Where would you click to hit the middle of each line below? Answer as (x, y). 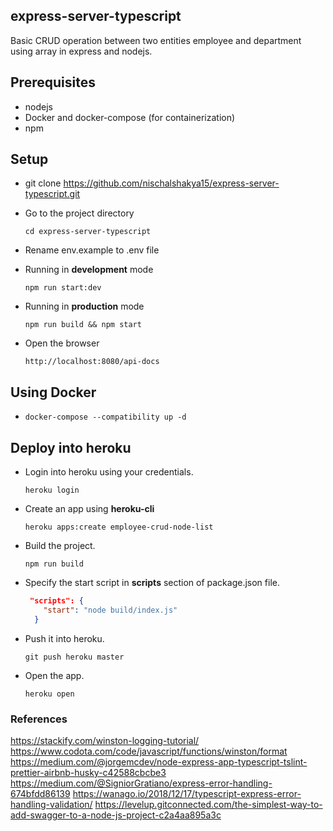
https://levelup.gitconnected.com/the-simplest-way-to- (208, 804)
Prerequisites (53, 82)
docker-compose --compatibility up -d (105, 417)
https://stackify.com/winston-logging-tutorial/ (105, 740)
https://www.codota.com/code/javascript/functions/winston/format (149, 751)
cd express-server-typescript (88, 232)
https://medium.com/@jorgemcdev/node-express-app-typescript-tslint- (159, 761)
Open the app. (54, 675)
